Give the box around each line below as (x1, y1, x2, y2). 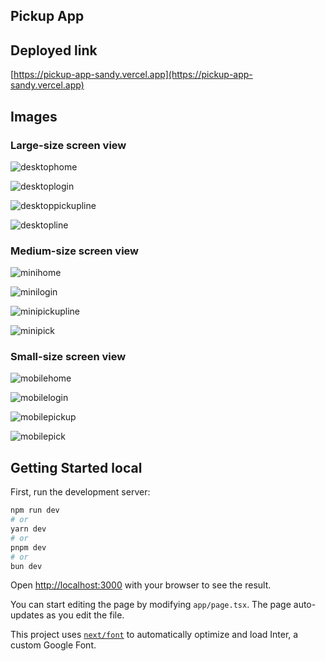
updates (10, 609, 45, 621)
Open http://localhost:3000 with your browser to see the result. (10, 579, 272, 591)
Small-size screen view (10, 350, 127, 364)
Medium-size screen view (10, 244, 140, 258)
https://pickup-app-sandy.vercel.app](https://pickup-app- (13, 69, 253, 81)
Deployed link (10, 42, 98, 59)
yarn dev (10, 524, 47, 534)
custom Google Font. (10, 639, 97, 651)
